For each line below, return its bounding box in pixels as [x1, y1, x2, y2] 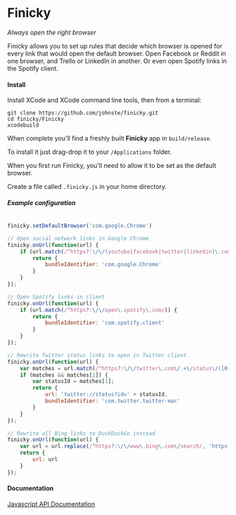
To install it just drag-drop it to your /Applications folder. [7, 148, 172, 156]
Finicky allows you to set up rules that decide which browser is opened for [7, 41, 223, 50]
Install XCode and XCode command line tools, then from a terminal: [7, 96, 202, 105]
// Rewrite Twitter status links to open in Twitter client [7, 351, 188, 359]
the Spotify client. [7, 64, 58, 72]
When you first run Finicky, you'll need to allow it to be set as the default [7, 162, 216, 170]
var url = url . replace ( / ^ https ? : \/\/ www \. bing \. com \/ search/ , [20, 443, 206, 450]
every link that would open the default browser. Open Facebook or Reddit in [7, 49, 226, 58]
